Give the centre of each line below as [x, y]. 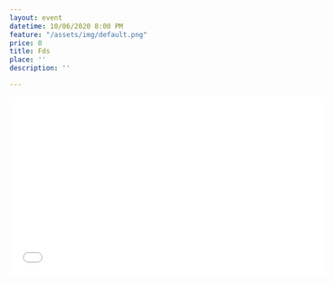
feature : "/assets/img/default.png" [78, 34]
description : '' [40, 69]
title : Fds [30, 52]
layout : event [36, 18]
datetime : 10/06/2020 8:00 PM [67, 26]
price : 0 [26, 43]
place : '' [28, 60]
